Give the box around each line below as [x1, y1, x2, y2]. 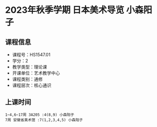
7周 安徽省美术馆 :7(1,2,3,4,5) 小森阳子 [5, 117, 83, 123]
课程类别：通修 [12, 76, 43, 82]
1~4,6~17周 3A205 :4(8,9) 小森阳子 [5, 112, 75, 117]
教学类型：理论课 [12, 64, 47, 70]
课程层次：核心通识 [12, 82, 52, 88]
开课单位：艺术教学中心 [12, 70, 60, 76]
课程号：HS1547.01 [12, 52, 51, 57]
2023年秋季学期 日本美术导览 [5, 4, 125, 16]
